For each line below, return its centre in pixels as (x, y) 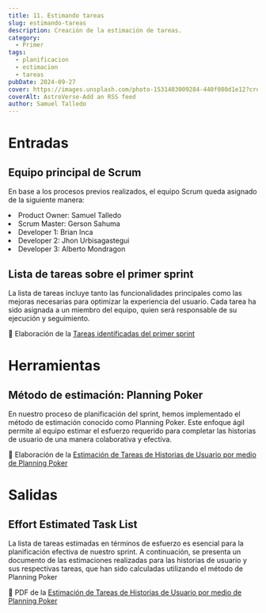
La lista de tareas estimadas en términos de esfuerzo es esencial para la (126, 543)
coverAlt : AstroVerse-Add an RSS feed (72, 97)
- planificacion (42, 60)
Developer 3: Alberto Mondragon (72, 249)
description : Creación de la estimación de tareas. (95, 30)
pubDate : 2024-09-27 (42, 82)
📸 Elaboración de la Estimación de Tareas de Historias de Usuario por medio (133, 454)
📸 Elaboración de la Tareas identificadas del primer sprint (102, 333)
